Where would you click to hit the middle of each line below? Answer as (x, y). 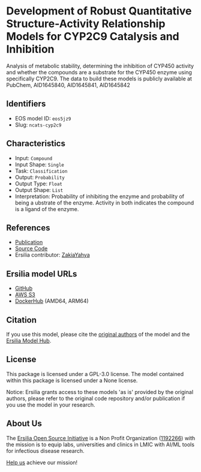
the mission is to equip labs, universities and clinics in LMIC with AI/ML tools (100, 444)
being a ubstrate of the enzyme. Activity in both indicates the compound (104, 203)
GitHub (24, 288)
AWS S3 (25, 294)
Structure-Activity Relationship (86, 24)
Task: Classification (41, 171)
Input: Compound (34, 158)
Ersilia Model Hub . (29, 341)
